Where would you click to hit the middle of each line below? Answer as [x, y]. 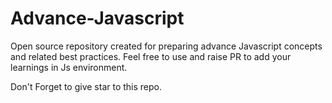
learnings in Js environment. [69, 67]
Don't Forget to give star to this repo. [86, 86]
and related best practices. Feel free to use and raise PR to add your [151, 56]
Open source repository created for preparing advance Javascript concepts [166, 46]
